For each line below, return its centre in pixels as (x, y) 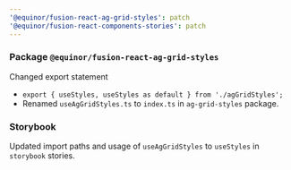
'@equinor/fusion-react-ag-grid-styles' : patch (100, 17)
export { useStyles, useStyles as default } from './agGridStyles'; (153, 95)
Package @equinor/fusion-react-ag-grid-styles (114, 57)
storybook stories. (42, 156)
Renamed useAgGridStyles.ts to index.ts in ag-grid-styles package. (150, 103)
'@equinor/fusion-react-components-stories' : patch (107, 26)
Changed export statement (59, 76)
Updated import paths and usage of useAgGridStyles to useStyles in (134, 146)
